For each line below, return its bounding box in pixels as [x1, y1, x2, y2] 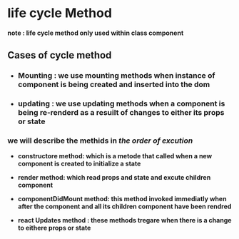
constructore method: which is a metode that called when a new [17, 152, 213, 161]
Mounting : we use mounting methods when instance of [17, 71, 215, 81]
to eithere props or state [17, 223, 91, 233]
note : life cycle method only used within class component [7, 29, 184, 37]
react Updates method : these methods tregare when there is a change [17, 216, 232, 225]
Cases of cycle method [7, 49, 112, 61]
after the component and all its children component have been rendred [17, 202, 232, 211]
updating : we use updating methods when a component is [17, 98, 225, 108]
